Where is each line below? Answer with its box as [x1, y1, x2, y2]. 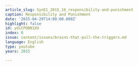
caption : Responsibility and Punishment [5, 12, 91, 17]
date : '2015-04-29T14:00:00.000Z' [5, 16, 78, 21]
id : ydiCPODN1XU [5, 26, 39, 31]
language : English [5, 40, 44, 45]
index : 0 [5, 30, 24, 35]
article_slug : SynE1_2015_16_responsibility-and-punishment [5, 7, 134, 12]
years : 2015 [5, 49, 30, 54]
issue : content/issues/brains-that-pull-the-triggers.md [5, 35, 127, 40]
